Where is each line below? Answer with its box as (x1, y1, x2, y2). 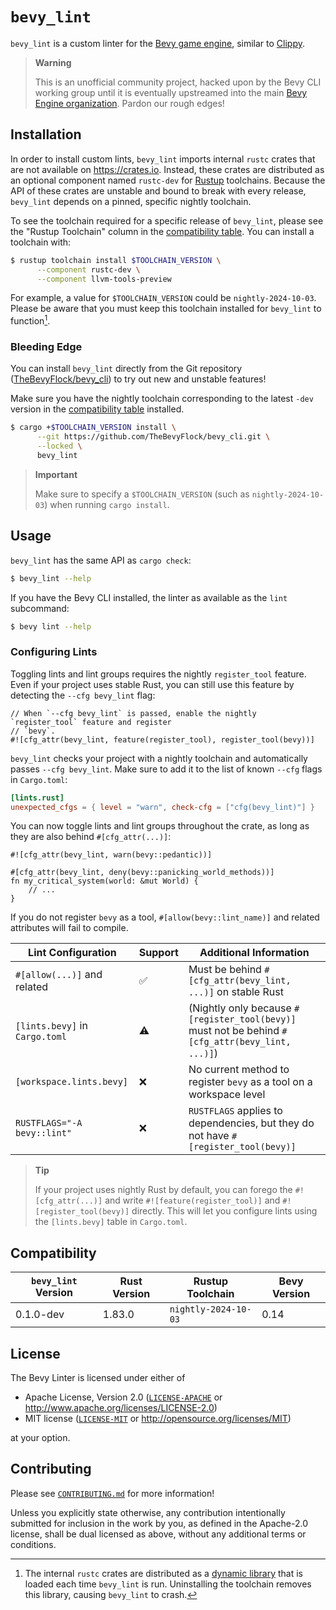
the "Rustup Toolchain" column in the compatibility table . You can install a (10, 225, 315, 237)
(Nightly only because (188, 1001, 292, 1015)
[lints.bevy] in (15, 1019, 88, 1033)
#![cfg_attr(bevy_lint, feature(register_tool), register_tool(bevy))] (10, 734, 315, 745)
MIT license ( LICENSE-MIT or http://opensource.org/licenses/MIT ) (24, 1413, 292, 1425)
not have (188, 1129, 230, 1143)
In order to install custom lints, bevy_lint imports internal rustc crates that (10, 153, 316, 165)
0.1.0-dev (15, 1308, 65, 1322)
